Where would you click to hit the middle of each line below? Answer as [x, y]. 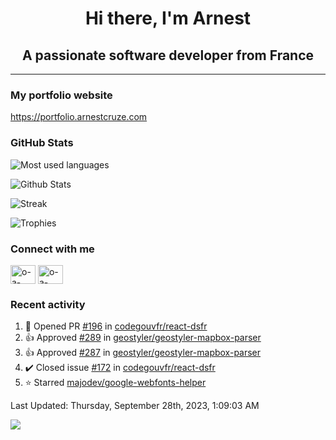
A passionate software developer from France [168, 55]
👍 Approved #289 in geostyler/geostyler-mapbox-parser [143, 338]
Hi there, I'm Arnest [168, 18]
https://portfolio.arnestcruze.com [79, 117]
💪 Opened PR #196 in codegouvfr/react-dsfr [116, 326]
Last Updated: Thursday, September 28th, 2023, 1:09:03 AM [135, 406]
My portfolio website [61, 95]
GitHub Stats [42, 143]
